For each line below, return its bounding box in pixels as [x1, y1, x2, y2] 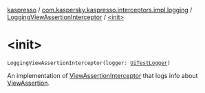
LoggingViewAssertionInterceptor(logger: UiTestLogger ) [7, 59, 171, 66]
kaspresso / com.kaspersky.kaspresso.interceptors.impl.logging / [7, 6, 193, 14]
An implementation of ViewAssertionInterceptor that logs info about [7, 71, 198, 79]
